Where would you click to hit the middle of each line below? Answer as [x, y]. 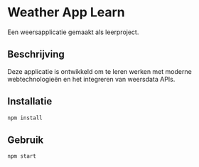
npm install [25, 118]
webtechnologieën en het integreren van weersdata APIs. [91, 79]
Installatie [30, 101]
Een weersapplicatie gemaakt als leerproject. [73, 32]
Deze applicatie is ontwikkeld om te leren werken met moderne [99, 71]
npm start [22, 156]
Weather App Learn [66, 12]
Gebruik [26, 140]
